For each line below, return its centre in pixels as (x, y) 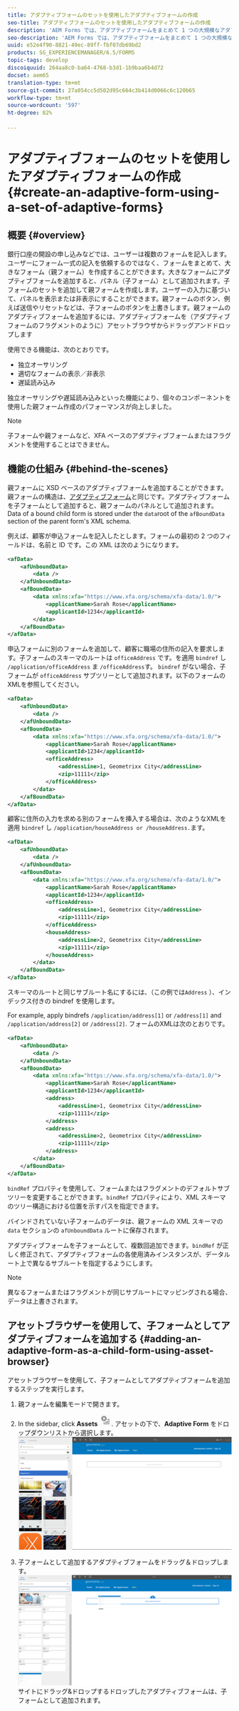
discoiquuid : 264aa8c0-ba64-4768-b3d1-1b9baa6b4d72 (85, 68)
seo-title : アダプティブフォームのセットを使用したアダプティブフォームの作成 (109, 22)
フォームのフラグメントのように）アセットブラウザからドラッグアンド (110, 325)
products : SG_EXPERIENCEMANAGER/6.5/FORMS (71, 53)
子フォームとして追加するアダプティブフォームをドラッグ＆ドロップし (120, 1562)
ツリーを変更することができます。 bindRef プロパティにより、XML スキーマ (117, 1197)
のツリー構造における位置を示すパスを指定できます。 (85, 1206)
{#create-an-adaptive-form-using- (113, 192)
